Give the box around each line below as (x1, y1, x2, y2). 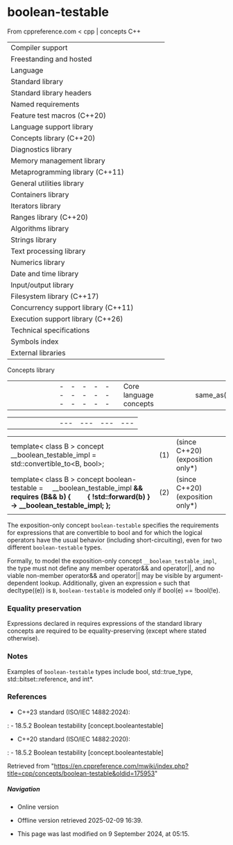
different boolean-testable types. (7, 543, 103, 552)
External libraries (10, 348, 66, 357)
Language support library (10, 122, 94, 131)
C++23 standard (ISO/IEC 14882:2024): (17, 707, 130, 716)
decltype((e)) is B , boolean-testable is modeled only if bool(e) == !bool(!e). (7, 586, 221, 595)
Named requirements (10, 99, 80, 108)
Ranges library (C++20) (10, 212, 89, 222)
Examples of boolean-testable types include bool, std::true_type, (7, 667, 193, 675)
